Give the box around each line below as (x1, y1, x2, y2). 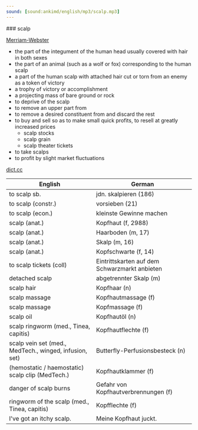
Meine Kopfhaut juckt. (96, 414, 157, 422)
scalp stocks (23, 129, 55, 136)
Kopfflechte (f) (96, 401, 137, 409)
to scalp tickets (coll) (9, 260, 67, 269)
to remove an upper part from (14, 104, 87, 111)
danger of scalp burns (9, 384, 71, 392)
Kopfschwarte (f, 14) (96, 247, 154, 256)
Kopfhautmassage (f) (96, 293, 155, 301)
